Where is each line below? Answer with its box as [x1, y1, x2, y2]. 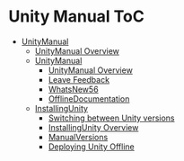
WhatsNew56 [48, 84, 100, 94]
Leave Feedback [48, 74, 110, 85]
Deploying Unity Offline [48, 141, 136, 152]
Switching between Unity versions [48, 112, 175, 123]
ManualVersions [48, 131, 109, 142]
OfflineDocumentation [48, 93, 130, 104]
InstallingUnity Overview [48, 121, 139, 132]
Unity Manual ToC [8, 6, 145, 27]
